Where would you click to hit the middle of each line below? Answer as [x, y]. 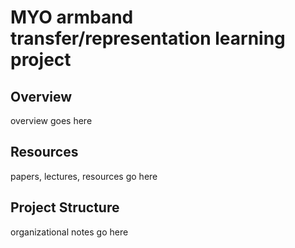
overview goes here [51, 120]
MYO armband [72, 17]
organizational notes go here [69, 232]
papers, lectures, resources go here [84, 176]
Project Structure [65, 207]
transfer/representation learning [148, 38]
